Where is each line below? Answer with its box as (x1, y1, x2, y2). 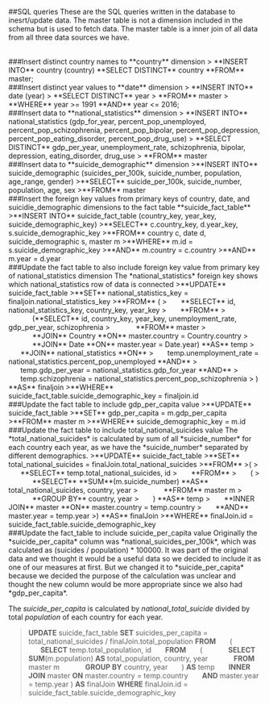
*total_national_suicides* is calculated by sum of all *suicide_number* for (8, 434, 252, 443)
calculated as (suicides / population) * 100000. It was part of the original (8, 545, 248, 555)
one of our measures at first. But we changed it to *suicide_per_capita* (8, 562, 244, 572)
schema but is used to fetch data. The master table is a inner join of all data (8, 24, 259, 33)
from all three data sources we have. (8, 32, 130, 42)
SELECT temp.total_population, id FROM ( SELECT (39, 645, 256, 654)
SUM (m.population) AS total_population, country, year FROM (27, 653, 255, 663)
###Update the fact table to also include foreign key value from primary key (8, 262, 260, 272)
